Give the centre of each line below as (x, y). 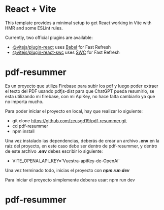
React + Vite (31, 9)
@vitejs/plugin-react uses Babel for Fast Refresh (62, 47)
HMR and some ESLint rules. (34, 28)
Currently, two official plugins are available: (49, 37)
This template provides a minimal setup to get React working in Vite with (78, 23)
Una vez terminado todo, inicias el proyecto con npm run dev (67, 170)
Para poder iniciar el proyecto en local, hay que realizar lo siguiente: (74, 111)
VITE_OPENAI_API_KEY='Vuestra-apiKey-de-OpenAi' (66, 161)
